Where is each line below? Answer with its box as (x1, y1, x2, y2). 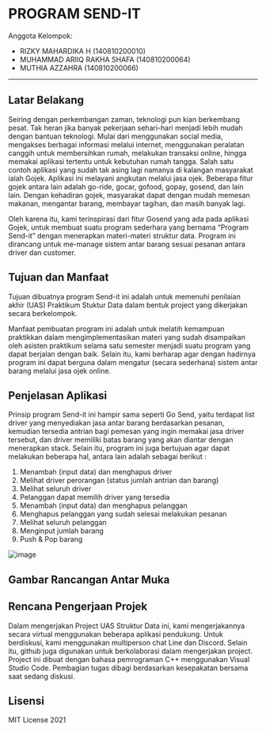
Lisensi (8, 694, 45, 707)
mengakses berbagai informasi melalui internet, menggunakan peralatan (8, 139, 245, 149)
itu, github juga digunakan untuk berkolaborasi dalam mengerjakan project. (8, 646, 253, 656)
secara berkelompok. (8, 308, 78, 318)
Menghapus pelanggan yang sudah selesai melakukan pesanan (19, 509, 227, 519)
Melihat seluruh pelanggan (19, 518, 107, 527)
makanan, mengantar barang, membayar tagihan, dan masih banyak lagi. (8, 199, 246, 208)
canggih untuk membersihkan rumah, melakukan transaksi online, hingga (8, 148, 247, 158)
